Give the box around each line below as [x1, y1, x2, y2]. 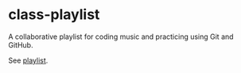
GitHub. [8, 40, 33, 49]
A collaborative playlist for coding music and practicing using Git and [8, 32, 234, 41]
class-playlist [8, 6, 100, 24]
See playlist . [8, 56, 49, 65]
